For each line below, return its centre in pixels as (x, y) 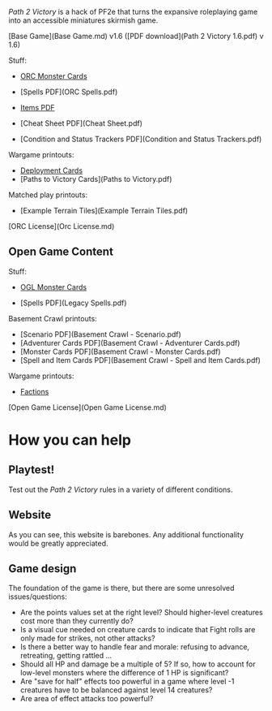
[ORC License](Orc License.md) (62, 226)
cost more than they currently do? (76, 621)
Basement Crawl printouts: (53, 318)
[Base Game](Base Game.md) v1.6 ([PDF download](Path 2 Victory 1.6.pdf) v (136, 36)
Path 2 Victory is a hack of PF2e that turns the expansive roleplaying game (133, 12)
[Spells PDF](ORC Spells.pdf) (69, 92)
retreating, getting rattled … (66, 656)
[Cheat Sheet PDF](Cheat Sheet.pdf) (81, 123)
